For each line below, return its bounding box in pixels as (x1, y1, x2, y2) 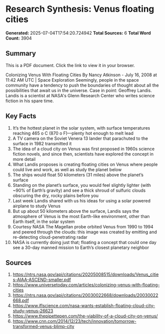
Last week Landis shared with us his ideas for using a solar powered (12, 198, 151, 203)
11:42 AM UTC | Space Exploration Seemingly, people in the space (5, 77, 139, 83)
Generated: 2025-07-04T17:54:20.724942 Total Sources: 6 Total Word (5, 30, 151, 36)
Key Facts (5, 112, 36, 120)
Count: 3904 (5, 35, 32, 41)
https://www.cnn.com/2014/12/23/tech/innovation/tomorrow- (12, 318, 137, 324)
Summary (5, 49, 36, 58)
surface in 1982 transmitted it (12, 140, 72, 146)
